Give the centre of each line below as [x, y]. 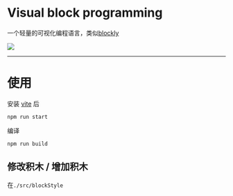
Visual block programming [85, 13]
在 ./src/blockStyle [35, 185]
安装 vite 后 [23, 104]
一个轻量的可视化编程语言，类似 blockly [63, 33]
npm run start [28, 117]
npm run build [28, 144]
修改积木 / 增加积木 [48, 167]
